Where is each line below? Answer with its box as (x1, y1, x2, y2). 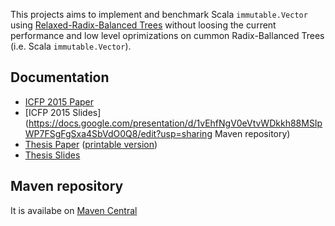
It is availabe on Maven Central (10, 204, 138, 216)
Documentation (10, 69, 110, 86)
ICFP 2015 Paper (24, 95, 95, 108)
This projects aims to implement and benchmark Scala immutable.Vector (10, 9, 308, 20)
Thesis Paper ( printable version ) (24, 138, 158, 150)
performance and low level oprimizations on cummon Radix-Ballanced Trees (10, 30, 325, 41)
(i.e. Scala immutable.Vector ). (10, 40, 132, 52)
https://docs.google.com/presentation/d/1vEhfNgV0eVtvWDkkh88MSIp (28, 117, 323, 129)
